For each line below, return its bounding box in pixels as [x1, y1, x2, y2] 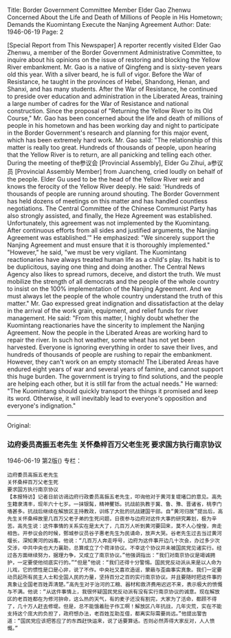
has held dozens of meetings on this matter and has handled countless [7, 197, 208, 205]
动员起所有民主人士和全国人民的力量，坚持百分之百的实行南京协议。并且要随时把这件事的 [7, 574, 222, 581]
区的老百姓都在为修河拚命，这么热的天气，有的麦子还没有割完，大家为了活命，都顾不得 [7, 596, 217, 603]
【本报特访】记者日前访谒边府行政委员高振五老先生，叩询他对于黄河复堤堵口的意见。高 [7, 494, 217, 500]
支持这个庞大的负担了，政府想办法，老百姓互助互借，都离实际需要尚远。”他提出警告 [7, 610, 208, 617]
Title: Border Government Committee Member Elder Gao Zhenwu [7, 6, 191, 14]
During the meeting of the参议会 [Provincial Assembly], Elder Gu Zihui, [7, 159, 206, 167]
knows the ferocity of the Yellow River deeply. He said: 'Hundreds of [7, 182, 201, 190]
